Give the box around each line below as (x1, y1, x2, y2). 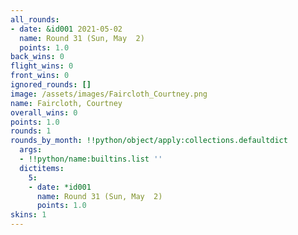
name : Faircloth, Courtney (10, 98, 123, 108)
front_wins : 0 (10, 71, 70, 81)
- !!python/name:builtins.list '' (19, 154, 163, 164)
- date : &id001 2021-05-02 (10, 24, 123, 34)
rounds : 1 (10, 126, 52, 136)
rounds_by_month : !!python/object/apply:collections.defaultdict (10, 136, 288, 146)
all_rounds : (10, 14, 60, 25)
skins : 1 (10, 210, 47, 220)
